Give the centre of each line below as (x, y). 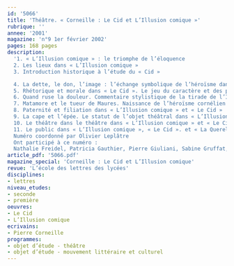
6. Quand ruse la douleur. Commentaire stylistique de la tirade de (115, 97)
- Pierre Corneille (36, 233)
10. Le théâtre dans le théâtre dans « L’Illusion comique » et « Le (116, 123)
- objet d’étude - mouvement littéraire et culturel (85, 252)
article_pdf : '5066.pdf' (43, 156)
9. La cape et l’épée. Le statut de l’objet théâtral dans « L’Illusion (121, 117)
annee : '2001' (28, 33)
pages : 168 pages (32, 46)
